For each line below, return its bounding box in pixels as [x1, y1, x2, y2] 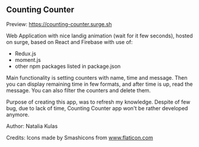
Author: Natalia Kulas [6, 122, 58, 130]
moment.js [14, 56, 41, 63]
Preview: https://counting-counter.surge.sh [6, 20, 112, 27]
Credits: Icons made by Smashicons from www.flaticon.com [6, 134, 153, 141]
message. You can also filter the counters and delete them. [6, 86, 151, 94]
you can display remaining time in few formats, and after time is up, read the [6, 80, 193, 87]
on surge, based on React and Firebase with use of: [6, 38, 133, 45]
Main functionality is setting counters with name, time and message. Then [6, 74, 188, 81]
